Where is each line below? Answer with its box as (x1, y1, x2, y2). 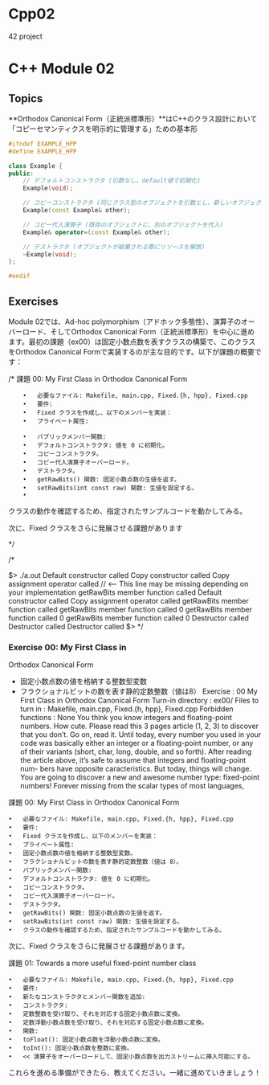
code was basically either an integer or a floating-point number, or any (19, 739, 254, 748)
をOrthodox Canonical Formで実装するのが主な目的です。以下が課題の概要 (8, 347, 255, 356)
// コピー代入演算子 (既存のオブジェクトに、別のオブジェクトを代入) (22, 220, 223, 229)
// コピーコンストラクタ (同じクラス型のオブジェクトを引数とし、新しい (22, 199, 231, 207)
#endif (8, 272, 31, 280)
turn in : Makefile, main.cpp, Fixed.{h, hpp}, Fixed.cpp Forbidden (19, 704, 234, 714)
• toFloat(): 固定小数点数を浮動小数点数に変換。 (8, 1036, 165, 1044)
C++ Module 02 (8, 59, 115, 78)
